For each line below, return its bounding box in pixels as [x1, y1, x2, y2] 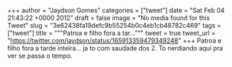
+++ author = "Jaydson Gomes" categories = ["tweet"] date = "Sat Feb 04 [7, 6, 226, 14]
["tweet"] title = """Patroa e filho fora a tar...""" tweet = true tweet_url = [7, 29, 216, 37]
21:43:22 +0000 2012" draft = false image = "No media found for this [7, 14, 210, 22]
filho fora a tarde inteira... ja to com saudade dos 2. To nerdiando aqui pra [7, 44, 223, 52]
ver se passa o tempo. [7, 51, 73, 60]
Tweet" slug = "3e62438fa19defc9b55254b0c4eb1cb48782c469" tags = [7, 21, 222, 29]
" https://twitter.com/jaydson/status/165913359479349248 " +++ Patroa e [7, 36, 222, 45]
